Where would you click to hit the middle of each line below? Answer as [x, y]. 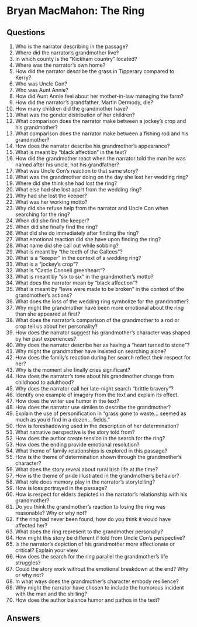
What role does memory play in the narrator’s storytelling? [85, 482]
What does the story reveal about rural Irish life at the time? [87, 469]
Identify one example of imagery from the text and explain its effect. [97, 395]
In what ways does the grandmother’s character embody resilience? [97, 581]
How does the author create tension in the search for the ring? [90, 438]
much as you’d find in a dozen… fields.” [63, 419]
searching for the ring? [42, 214]
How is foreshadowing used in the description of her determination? [97, 426]
